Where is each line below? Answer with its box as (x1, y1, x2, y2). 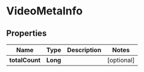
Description (67, 46, 101, 54)
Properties (6, 28, 47, 38)
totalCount (9, 56, 41, 64)
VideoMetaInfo (6, 4, 83, 18)
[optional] (107, 56, 135, 64)
